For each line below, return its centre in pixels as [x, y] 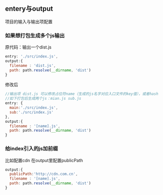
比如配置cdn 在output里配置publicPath [44, 160]
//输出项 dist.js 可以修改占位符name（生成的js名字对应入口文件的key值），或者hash [82, 94]
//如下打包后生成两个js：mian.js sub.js [43, 99]
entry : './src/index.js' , [31, 56]
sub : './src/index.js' [32, 112]
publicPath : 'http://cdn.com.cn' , [44, 174]
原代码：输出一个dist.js [28, 47]
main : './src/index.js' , [34, 108]
